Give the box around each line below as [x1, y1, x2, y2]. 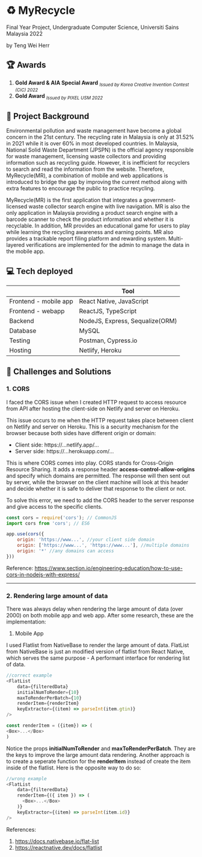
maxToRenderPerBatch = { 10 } [17, 695, 82, 701]
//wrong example [6, 776, 47, 782]
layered [6, 241, 25, 249]
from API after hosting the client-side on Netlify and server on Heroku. [6, 405, 180, 412]
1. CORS [6, 384, 30, 393]
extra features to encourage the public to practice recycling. [6, 185, 155, 192]
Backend [9, 316, 34, 325]
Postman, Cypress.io [79, 336, 138, 345]
